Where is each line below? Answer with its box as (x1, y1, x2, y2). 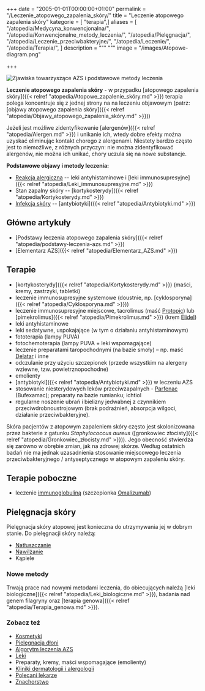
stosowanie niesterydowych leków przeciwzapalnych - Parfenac (15, 385, 178, 392)
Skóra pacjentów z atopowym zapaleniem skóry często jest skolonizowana (6, 422, 195, 430)
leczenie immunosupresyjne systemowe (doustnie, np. (15, 294, 153, 301)
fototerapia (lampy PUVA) (15, 333, 80, 340)
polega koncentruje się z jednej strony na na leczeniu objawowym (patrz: (6, 99, 191, 106)
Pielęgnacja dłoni (15, 639, 59, 646)
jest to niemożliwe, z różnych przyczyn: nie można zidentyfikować (6, 144, 174, 151)
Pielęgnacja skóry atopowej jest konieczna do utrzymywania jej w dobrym (6, 523, 193, 531)
